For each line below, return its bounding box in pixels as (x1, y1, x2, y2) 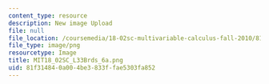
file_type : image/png (8, 42, 81, 50)
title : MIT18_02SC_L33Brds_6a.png (8, 57, 124, 65)
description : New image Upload (8, 19, 113, 27)
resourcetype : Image (8, 49, 78, 57)
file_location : (8, 34, 59, 42)
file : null (8, 26, 45, 34)
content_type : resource (8, 11, 88, 20)
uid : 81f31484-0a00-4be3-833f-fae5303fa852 (8, 64, 156, 72)
